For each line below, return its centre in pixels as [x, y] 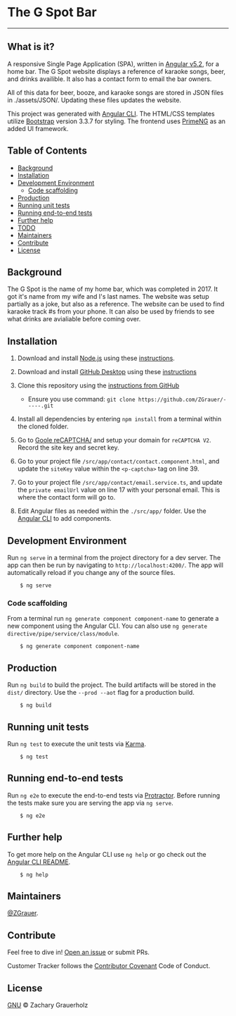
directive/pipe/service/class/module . [63, 633]
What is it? [31, 47]
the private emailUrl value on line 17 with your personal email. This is [119, 490]
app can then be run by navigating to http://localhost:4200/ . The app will [115, 565]
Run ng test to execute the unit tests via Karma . [77, 743]
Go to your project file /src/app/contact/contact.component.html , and [118, 461]
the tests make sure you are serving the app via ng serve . [90, 803]
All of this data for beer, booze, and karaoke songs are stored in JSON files [116, 92]
